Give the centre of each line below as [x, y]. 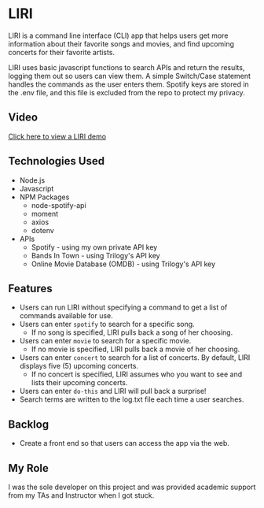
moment [45, 213]
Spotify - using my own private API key [94, 247]
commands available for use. [66, 316]
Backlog [29, 424]
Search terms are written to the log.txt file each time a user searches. [132, 399]
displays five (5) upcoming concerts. [79, 366]
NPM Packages [44, 197]
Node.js [32, 180]
